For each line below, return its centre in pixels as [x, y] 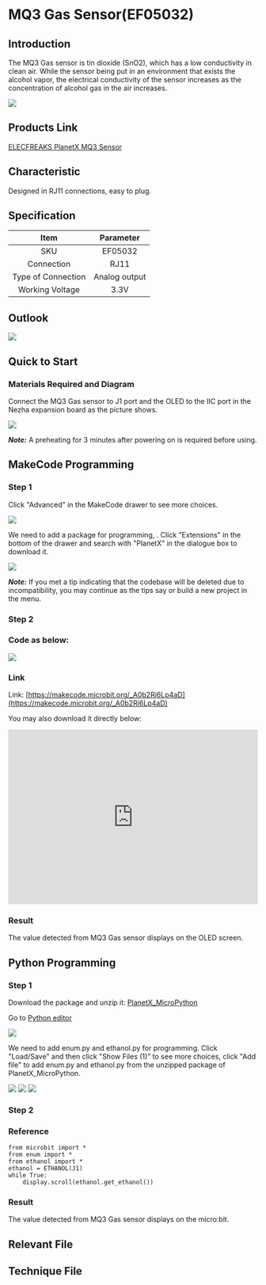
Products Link [43, 128]
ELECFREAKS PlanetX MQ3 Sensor [65, 146]
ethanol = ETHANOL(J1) [46, 1169]
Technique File [46, 1271]
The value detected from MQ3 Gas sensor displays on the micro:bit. [119, 1219]
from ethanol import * [46, 1161]
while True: [28, 1176]
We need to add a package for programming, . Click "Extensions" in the [125, 534]
